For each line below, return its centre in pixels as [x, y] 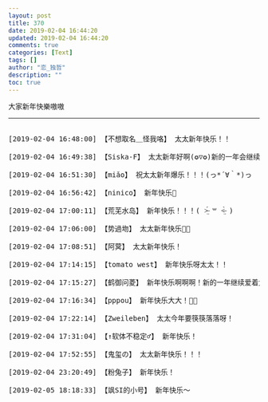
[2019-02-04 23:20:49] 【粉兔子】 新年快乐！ [92, 372]
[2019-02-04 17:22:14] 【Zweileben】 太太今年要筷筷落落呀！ [121, 318]
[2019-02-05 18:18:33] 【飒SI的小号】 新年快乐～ [99, 390]
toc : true [25, 82]
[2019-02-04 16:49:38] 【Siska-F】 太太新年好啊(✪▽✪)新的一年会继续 [134, 157]
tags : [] [23, 61]
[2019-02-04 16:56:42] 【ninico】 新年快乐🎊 [93, 193]
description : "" [35, 75]
